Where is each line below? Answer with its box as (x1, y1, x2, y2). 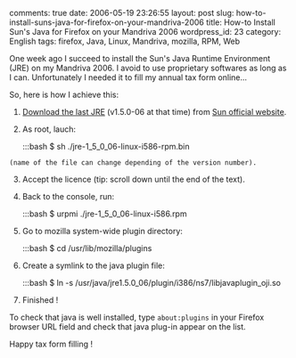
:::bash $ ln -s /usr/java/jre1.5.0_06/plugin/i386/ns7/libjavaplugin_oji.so (21, 278, 281, 288)
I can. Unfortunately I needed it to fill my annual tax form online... (9, 72, 248, 83)
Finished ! (21, 295, 59, 305)
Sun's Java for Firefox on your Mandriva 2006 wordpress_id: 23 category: (9, 27, 282, 37)
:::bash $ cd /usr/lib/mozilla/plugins (21, 243, 152, 253)
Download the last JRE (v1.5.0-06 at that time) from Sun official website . (21, 107, 287, 117)
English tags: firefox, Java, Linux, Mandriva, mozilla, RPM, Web (9, 36, 241, 46)
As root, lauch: (21, 124, 77, 134)
